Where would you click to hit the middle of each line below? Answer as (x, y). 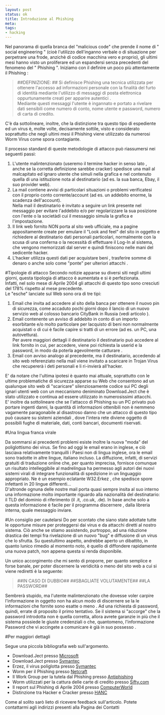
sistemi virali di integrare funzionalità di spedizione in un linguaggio (73, 473)
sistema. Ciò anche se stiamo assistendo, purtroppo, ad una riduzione (76, 530)
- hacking (15, 33)
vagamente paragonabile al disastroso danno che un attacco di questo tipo (81, 412)
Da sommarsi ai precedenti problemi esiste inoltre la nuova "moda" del (77, 442)
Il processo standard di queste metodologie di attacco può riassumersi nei (80, 149)
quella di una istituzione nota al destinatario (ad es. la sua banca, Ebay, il (86, 179)
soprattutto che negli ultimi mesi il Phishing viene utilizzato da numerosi (78, 134)
